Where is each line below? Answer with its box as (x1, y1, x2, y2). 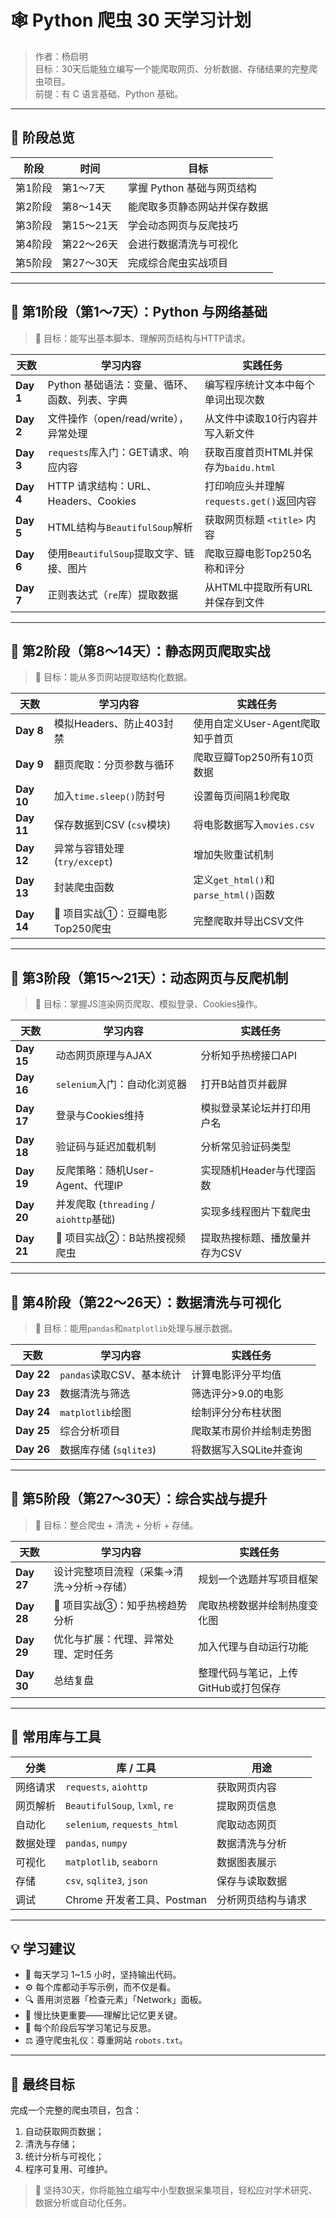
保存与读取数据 (216, 1874, 288, 1888)
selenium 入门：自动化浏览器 (55, 1077, 188, 1091)
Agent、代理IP (55, 1179, 123, 1193)
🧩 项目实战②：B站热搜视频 (55, 1231, 187, 1245)
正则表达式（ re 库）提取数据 (47, 587, 178, 601)
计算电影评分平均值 (191, 1368, 282, 1381)
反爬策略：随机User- (55, 1164, 155, 1178)
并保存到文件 (204, 595, 265, 609)
